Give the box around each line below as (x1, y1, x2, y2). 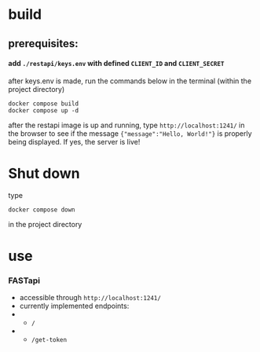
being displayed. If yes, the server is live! (8, 137, 141, 146)
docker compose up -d (8, 106, 79, 115)
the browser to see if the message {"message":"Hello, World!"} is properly (8, 128, 253, 138)
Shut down (8, 164, 80, 182)
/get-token (31, 336, 68, 344)
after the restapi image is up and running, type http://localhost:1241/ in (8, 120, 245, 130)
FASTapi (8, 275, 41, 286)
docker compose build (8, 100, 79, 108)
